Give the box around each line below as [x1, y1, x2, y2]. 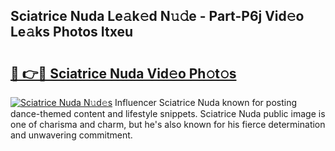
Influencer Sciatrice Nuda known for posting [114, 97, 298, 108]
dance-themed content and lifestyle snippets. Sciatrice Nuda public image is [10, 108, 326, 119]
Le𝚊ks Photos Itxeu [10, 24, 134, 41]
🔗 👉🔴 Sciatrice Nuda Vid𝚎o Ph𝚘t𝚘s [10, 65, 237, 82]
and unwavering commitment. [10, 129, 133, 141]
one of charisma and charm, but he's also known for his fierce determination [10, 119, 326, 130]
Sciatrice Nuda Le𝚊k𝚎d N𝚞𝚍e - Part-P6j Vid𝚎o [10, 8, 305, 25]
